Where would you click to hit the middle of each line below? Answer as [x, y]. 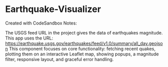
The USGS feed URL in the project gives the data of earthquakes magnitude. [84, 32]
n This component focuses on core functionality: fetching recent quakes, [80, 48]
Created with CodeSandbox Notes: [41, 23]
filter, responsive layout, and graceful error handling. [59, 59]
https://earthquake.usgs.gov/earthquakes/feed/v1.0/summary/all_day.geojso [84, 43]
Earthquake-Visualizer [53, 9]
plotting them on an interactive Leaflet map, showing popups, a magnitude [82, 54]
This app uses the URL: [29, 38]
